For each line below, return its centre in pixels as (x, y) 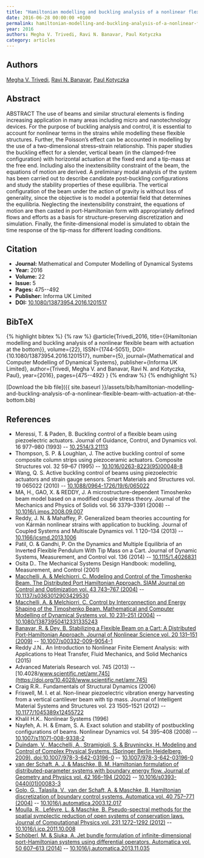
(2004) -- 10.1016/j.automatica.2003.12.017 (68, 803)
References (29, 419)
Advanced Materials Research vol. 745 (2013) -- (75, 667)
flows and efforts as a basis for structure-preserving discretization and (95, 217)
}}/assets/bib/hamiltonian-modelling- (148, 387)
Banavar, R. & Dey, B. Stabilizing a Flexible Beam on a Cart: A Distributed (105, 628)
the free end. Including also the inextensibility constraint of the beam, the (98, 165)
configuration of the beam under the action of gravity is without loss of (95, 191)
